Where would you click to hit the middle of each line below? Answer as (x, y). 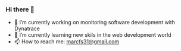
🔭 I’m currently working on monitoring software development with (94, 23)
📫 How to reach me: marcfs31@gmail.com (67, 42)
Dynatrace (27, 28)
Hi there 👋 (20, 9)
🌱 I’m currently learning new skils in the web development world (93, 35)
